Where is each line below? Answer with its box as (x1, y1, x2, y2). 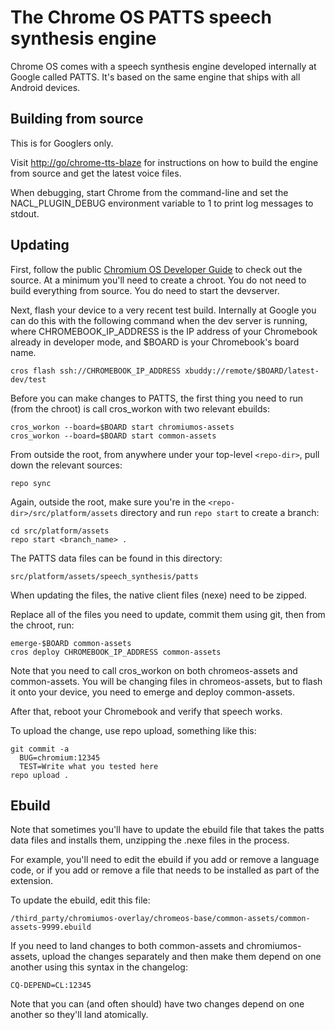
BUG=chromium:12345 (19, 752, 101, 763)
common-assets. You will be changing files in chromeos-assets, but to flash (10, 675, 323, 687)
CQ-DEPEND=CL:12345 (10, 981, 92, 991)
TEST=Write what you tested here (19, 761, 159, 771)
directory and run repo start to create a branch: (119, 506, 320, 518)
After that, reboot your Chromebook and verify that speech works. (10, 705, 283, 717)
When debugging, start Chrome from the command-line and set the (10, 186, 289, 198)
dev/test (10, 374, 47, 385)
